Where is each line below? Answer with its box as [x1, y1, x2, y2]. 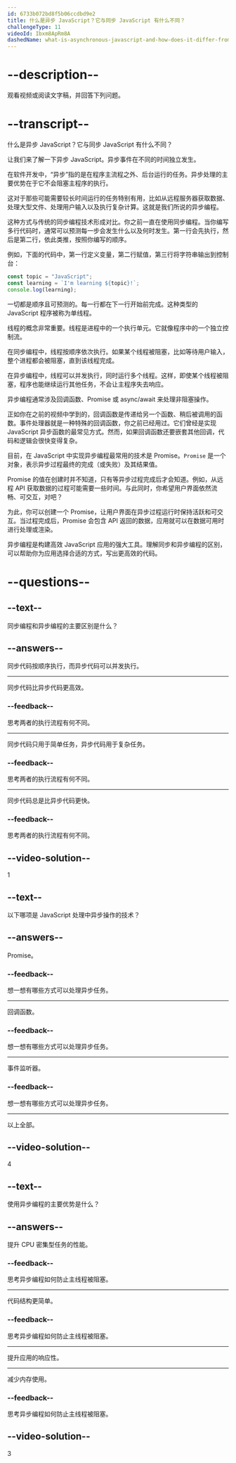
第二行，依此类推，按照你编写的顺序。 [19, 235, 131, 244]
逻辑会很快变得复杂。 [19, 436, 81, 444]
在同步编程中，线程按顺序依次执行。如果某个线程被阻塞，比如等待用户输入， [7, 347, 229, 356]
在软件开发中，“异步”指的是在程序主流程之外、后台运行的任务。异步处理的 [7, 170, 223, 178]
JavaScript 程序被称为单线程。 [7, 308, 96, 317]
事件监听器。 [7, 1064, 44, 1072]
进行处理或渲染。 [7, 525, 57, 534]
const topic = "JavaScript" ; [7, 273, 93, 280]
